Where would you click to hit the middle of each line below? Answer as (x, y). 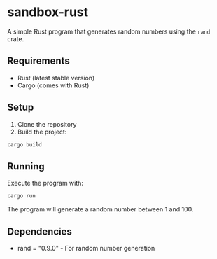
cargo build (24, 144)
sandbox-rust (48, 12)
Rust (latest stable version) (56, 78)
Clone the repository (47, 124)
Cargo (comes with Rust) (53, 85)
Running (26, 166)
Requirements (38, 61)
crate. (16, 38)
